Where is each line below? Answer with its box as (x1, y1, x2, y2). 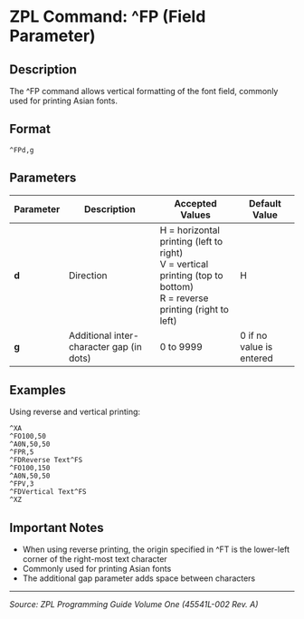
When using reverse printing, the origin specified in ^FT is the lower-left (22, 544, 290, 555)
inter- (113, 329, 139, 342)
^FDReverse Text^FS (9, 456, 83, 465)
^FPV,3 (9, 479, 34, 488)
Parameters (9, 170, 77, 186)
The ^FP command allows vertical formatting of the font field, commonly (9, 86, 279, 96)
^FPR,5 (9, 448, 34, 457)
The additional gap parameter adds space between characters (22, 573, 256, 584)
